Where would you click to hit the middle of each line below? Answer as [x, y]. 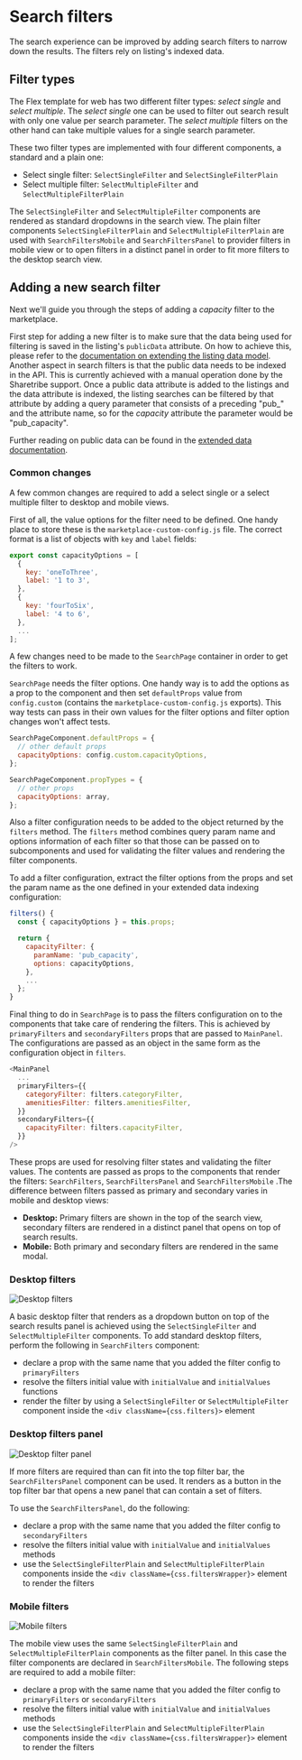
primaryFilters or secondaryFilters [89, 1699]
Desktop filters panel [56, 1434]
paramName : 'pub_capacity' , [86, 955]
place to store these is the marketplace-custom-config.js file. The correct [146, 529]
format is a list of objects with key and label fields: [103, 539]
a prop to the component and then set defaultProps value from [126, 693]
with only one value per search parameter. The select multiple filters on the [149, 120]
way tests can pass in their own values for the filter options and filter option [150, 712]
